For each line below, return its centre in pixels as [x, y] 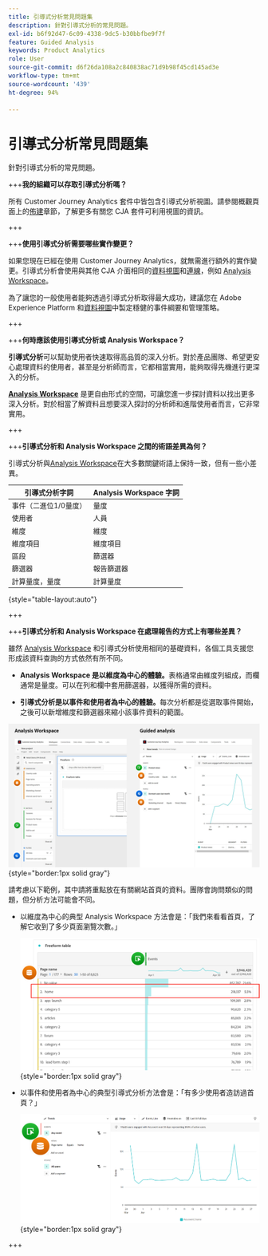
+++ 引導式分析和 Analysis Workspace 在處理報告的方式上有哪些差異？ [125, 631]
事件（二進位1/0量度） [49, 506]
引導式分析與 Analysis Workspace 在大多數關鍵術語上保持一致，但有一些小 [129, 464]
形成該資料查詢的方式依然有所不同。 [68, 658]
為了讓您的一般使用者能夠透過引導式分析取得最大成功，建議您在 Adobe [125, 298]
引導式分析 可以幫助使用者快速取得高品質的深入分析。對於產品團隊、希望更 [130, 357]
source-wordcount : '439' [49, 84]
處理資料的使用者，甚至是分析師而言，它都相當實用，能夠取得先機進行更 [134, 367]
